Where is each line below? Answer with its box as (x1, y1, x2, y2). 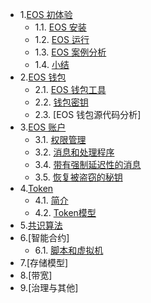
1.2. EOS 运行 (34, 34, 90, 45)
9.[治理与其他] (19, 282, 79, 293)
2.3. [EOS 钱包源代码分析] (34, 109, 142, 120)
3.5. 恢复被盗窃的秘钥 (34, 171, 123, 183)
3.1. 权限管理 (34, 134, 87, 145)
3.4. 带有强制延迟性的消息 (34, 159, 142, 170)
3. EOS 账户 (19, 121, 67, 133)
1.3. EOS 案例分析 (34, 46, 107, 58)
